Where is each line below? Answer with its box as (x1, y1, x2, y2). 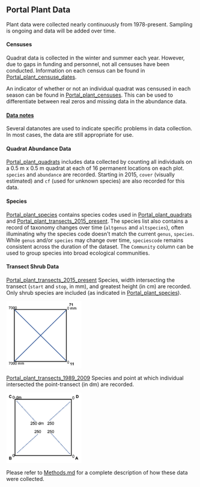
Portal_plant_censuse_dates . (6, 73, 77, 80)
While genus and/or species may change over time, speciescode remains (6, 237, 184, 244)
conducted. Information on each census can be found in (6, 67, 145, 74)
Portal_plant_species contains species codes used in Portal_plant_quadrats (6, 211, 192, 218)
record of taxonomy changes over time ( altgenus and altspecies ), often (6, 223, 184, 231)
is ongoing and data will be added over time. (6, 27, 116, 34)
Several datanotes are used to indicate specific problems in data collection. (6, 125, 193, 132)
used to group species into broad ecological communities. (6, 249, 150, 256)
